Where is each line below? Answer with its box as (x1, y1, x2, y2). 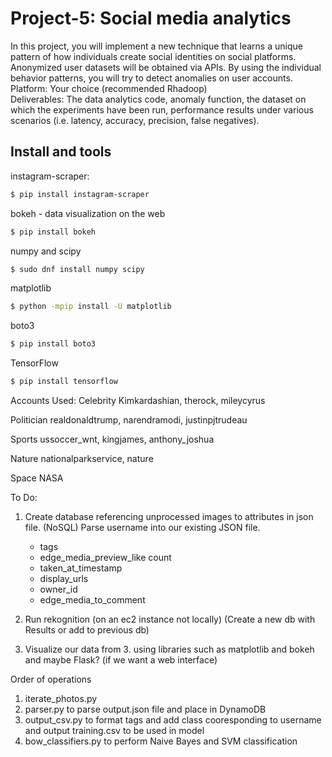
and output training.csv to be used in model (24, 725, 205, 736)
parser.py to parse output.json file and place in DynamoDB (24, 703, 267, 715)
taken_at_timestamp (39, 562, 123, 574)
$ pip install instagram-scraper (10, 189, 150, 199)
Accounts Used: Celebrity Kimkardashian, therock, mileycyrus (10, 395, 266, 406)
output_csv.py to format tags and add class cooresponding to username (24, 714, 322, 726)
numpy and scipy (10, 245, 82, 257)
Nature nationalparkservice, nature (10, 453, 154, 464)
